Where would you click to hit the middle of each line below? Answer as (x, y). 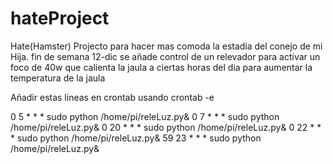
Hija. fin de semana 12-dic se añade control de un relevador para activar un (165, 56)
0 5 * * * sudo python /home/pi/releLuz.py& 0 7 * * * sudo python (145, 116)
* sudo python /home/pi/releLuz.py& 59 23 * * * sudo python (136, 138)
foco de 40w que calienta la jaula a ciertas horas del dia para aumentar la (161, 67)
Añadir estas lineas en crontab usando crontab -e (112, 97)
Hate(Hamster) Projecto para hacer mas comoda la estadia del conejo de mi (166, 46)
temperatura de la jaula (58, 78)
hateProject (60, 18)
